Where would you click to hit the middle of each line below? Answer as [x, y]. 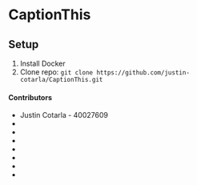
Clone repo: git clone [56, 72]
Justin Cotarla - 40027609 [64, 115]
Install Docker [42, 63]
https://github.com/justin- [143, 73]
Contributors [30, 97]
